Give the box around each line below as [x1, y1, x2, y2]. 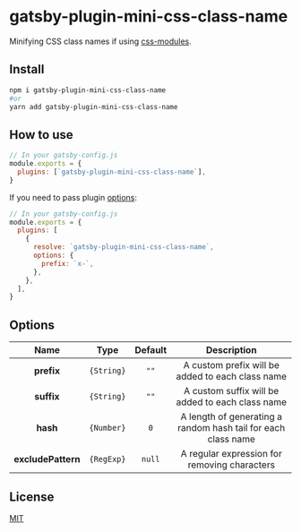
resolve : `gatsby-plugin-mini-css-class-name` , [32, 243, 215, 252]
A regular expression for [180, 448, 282, 460]
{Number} [89, 423, 126, 433]
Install [9, 62, 45, 77]
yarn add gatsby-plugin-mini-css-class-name [9, 102, 178, 111]
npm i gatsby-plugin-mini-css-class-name [9, 85, 167, 95]
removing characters [187, 459, 276, 471]
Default [133, 344, 168, 356]
